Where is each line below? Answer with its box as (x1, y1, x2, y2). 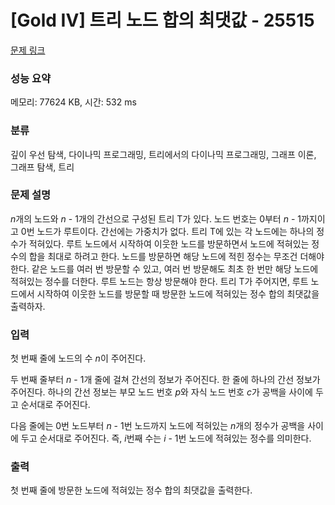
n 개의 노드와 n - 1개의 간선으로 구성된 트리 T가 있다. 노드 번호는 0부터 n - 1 (10, 212, 302, 225)
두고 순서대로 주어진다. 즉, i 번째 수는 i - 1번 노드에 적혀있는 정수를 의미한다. (20, 432, 312, 445)
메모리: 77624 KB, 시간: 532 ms (10, 96, 137, 108)
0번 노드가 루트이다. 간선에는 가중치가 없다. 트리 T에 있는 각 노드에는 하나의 (20, 225, 315, 237)
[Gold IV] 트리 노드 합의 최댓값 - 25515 (10, 9, 315, 32)
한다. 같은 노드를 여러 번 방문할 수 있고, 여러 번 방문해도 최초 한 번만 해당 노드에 (10, 262, 319, 275)
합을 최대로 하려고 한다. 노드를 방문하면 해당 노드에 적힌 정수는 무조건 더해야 (28, 250, 325, 262)
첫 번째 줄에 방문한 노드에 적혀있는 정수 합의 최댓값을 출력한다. (10, 484, 253, 496)
